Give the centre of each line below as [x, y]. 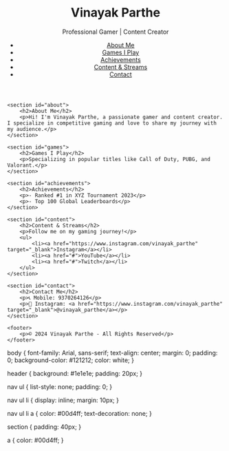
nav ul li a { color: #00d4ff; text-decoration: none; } [80, 413]
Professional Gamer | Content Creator [116, 32]
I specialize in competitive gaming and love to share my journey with [112, 123]
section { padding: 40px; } [44, 427]
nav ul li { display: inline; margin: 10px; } [63, 400]
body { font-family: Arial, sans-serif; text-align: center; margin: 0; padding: [112, 353]
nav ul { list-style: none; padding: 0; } [60, 386]
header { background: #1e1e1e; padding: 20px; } [75, 373]
